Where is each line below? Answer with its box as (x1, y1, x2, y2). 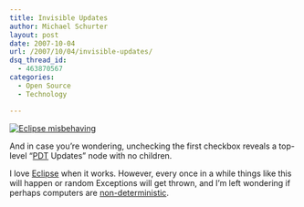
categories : (9, 73, 55, 82)
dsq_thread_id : (9, 56, 68, 65)
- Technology (17, 89, 68, 98)
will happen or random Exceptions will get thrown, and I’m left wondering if (9, 177, 290, 188)
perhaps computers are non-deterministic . (9, 187, 169, 198)
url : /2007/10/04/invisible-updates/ (9, 47, 153, 57)
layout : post (9, 30, 59, 39)
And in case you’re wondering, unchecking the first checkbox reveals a (9, 140, 277, 151)
